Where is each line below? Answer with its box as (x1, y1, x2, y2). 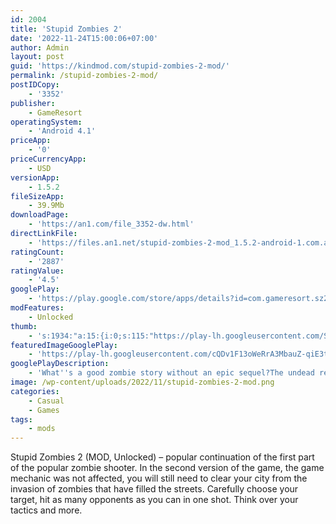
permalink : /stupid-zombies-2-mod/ (10, 71, 159, 81)
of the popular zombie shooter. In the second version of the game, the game (10, 462, 325, 474)
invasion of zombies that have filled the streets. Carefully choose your (10, 483, 299, 495)
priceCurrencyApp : (10, 154, 87, 164)
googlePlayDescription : (10, 359, 110, 369)
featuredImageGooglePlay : (10, 340, 118, 350)
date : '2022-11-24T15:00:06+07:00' (10, 33, 159, 43)
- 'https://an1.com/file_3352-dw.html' (28, 219, 195, 230)
